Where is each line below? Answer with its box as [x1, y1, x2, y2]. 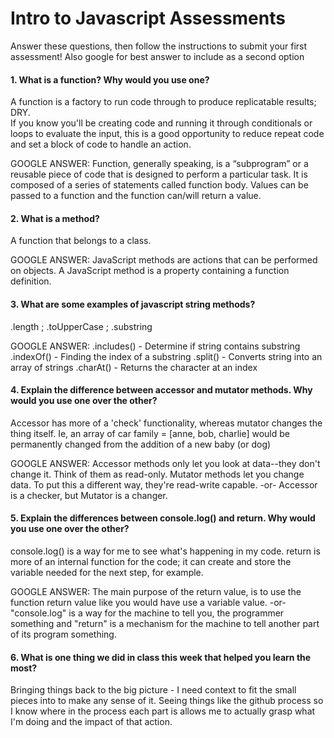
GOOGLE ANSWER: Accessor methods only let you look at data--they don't [10, 457, 321, 469]
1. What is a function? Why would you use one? [10, 73, 210, 86]
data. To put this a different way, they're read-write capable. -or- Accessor [10, 478, 318, 491]
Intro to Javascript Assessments [10, 7, 286, 30]
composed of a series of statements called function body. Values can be [10, 179, 309, 191]
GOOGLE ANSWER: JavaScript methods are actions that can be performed [10, 254, 318, 266]
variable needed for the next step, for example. [10, 566, 204, 578]
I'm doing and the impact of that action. [10, 716, 173, 728]
